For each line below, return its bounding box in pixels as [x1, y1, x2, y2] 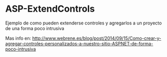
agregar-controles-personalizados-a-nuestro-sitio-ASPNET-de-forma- [5, 40, 153, 46]
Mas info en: [5, 35, 31, 41]
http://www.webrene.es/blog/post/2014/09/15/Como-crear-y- [32, 35, 161, 41]
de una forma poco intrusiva [5, 25, 64, 31]
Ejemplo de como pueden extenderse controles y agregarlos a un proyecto [5, 20, 162, 26]
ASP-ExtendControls [5, 3, 95, 15]
